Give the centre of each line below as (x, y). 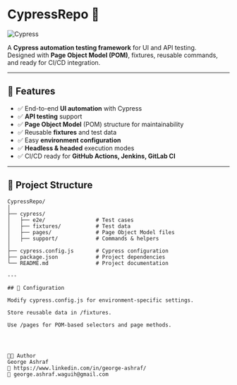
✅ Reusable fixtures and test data (67, 132)
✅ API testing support (50, 116)
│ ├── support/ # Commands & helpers (83, 238)
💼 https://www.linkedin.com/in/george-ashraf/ (77, 368)
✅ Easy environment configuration (69, 140)
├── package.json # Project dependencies (86, 257)
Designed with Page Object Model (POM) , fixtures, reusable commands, (113, 55)
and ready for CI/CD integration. (54, 62)
